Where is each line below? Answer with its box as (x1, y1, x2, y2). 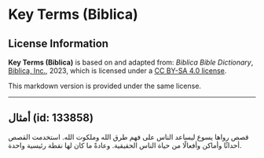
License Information (8, 37, 108, 50)
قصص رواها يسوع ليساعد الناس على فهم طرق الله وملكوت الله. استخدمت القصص (8, 132, 249, 141)
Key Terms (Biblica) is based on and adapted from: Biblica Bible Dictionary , (8, 57, 254, 67)
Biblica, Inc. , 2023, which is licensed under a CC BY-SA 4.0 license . (8, 66, 227, 75)
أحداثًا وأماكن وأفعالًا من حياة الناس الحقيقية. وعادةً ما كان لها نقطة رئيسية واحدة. (8, 140, 242, 150)
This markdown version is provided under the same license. (8, 81, 202, 90)
